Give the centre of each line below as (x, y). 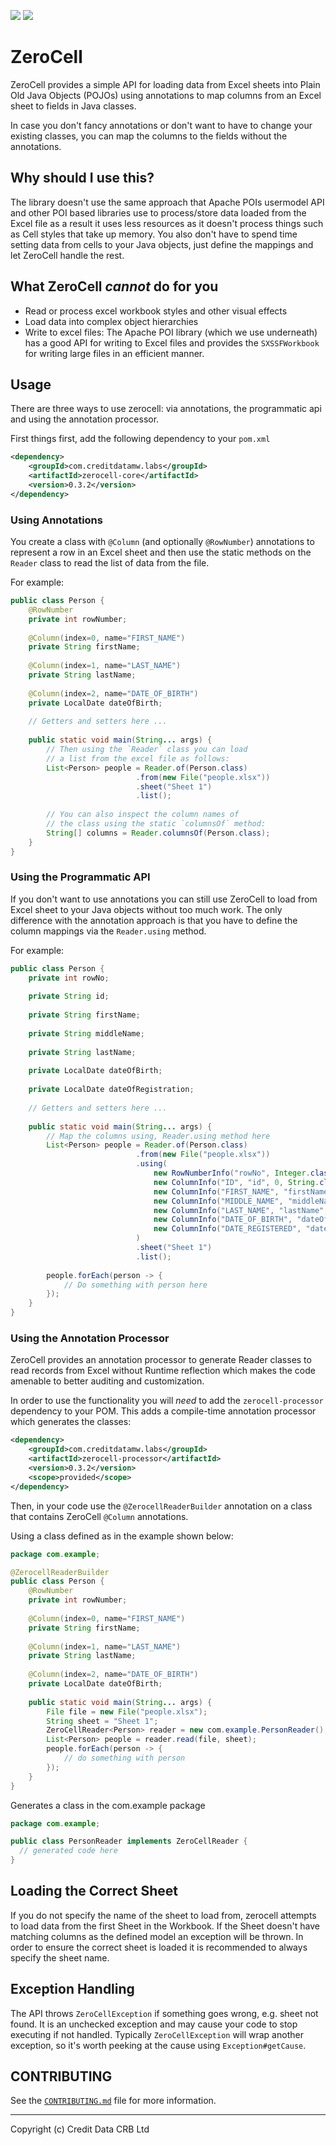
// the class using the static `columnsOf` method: (156, 824)
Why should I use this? (82, 178)
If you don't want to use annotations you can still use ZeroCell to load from (164, 899)
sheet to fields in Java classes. (73, 106)
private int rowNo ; (69, 978)
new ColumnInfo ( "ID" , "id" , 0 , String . (236, 1182)
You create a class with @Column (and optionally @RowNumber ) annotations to (162, 542)
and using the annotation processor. (85, 419)
